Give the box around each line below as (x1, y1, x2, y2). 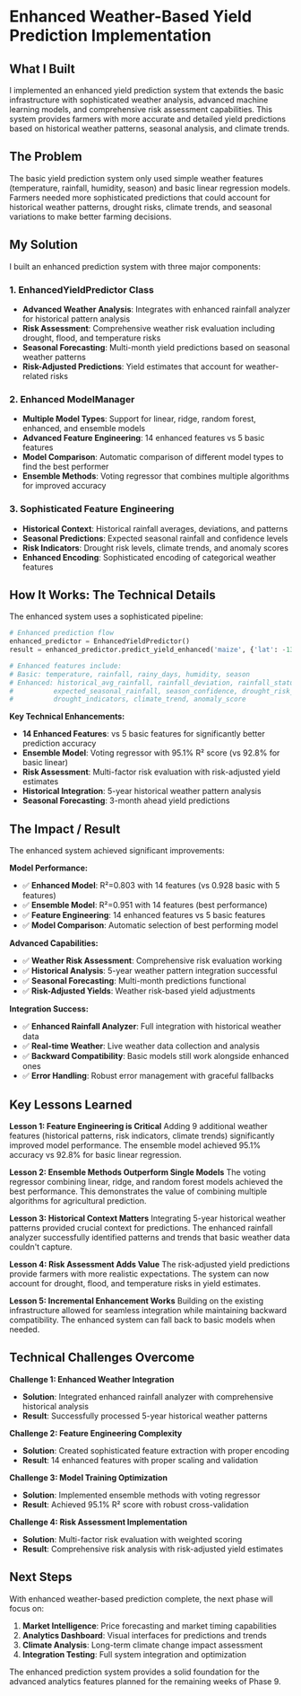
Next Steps (9, 1569, 73, 1585)
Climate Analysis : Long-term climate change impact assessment (21, 1639, 263, 1650)
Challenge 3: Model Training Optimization (9, 1471, 168, 1483)
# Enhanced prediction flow (9, 629, 115, 638)
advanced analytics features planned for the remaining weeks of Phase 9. (9, 1675, 281, 1686)
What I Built (9, 61, 75, 76)
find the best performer (21, 461, 109, 473)
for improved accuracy (21, 481, 107, 491)
